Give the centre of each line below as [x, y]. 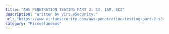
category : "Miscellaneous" [33, 24]
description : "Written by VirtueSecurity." [52, 14]
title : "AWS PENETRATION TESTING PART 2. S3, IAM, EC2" [65, 10]
